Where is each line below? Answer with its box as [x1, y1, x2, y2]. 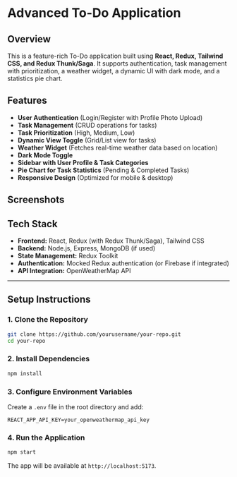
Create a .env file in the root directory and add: [7, 402, 144, 411]
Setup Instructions [7, 294, 91, 306]
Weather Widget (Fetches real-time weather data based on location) [17, 143, 218, 152]
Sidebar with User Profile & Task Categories [17, 158, 149, 167]
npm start [7, 449, 37, 456]
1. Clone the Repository [7, 315, 88, 325]
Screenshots [7, 194, 65, 206]
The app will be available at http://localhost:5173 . [7, 461, 157, 470]
